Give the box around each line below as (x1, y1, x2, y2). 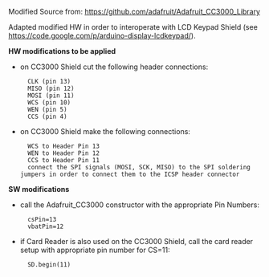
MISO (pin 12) (27, 84, 75, 92)
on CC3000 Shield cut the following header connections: (19, 62, 209, 71)
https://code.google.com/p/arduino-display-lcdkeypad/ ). (8, 31, 196, 40)
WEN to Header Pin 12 (27, 149, 100, 157)
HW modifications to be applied (8, 47, 116, 55)
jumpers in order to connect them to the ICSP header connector (19, 170, 240, 178)
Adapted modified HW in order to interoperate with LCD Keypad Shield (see (8, 22, 259, 31)
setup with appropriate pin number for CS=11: (19, 245, 170, 255)
